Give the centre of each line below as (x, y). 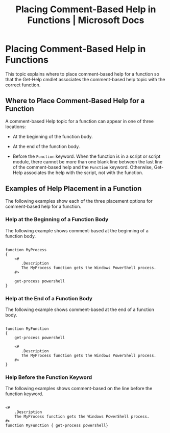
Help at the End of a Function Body (49, 298)
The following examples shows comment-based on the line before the (79, 389)
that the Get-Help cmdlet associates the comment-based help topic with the (85, 79)
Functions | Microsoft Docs (86, 20)
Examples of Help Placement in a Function (74, 189)
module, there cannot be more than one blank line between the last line (88, 161)
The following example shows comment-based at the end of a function (80, 309)
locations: (16, 127)
